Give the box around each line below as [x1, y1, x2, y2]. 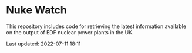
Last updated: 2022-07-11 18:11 [6, 40, 81, 47]
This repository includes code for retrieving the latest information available [6, 23, 187, 30]
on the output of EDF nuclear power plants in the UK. [6, 29, 134, 36]
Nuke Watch [6, 3, 68, 17]
